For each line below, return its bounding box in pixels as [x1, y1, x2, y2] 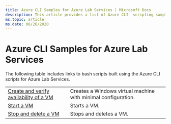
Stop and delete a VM [8, 110, 60, 117]
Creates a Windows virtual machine [70, 88, 155, 95]
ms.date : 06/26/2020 [5, 21, 49, 27]
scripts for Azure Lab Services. [5, 76, 70, 82]
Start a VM [8, 102, 34, 109]
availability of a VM [8, 94, 53, 101]
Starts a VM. [70, 102, 100, 109]
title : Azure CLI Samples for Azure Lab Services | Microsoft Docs [5, 7, 152, 13]
